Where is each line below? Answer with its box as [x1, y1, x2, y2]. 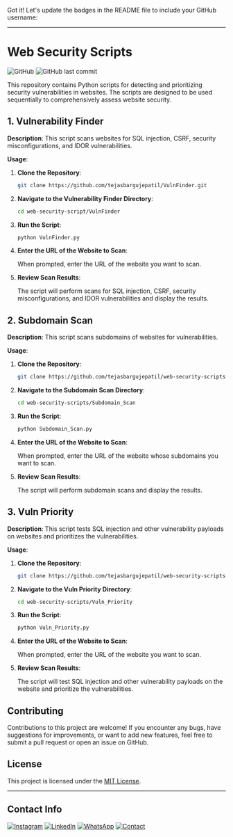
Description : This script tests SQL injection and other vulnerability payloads [7, 525, 224, 533]
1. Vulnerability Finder [7, 115, 104, 127]
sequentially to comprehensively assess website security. [7, 95, 172, 104]
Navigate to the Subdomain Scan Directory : [17, 386, 145, 394]
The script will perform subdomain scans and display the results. [17, 486, 202, 494]
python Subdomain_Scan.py [17, 425, 92, 432]
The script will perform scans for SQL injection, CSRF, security [17, 287, 196, 295]
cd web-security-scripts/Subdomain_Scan [17, 399, 136, 406]
